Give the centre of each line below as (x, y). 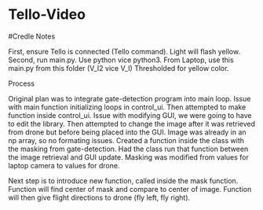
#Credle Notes (32, 36)
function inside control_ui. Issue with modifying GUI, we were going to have (130, 115)
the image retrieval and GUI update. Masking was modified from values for (129, 157)
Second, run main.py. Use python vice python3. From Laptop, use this (121, 60)
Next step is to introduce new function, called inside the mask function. (123, 181)
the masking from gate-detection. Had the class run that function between (128, 149)
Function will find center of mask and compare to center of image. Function (130, 189)
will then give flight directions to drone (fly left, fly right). (99, 197)
